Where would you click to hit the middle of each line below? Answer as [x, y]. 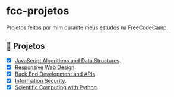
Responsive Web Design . [45, 67]
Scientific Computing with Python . [56, 87]
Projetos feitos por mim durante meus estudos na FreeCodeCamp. [87, 27]
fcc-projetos [38, 11]
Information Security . [40, 80]
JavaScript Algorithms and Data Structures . [68, 60]
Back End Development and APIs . [56, 74]
